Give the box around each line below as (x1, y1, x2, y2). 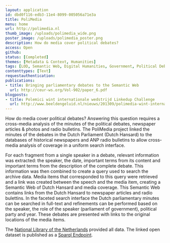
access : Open (5, 45, 33, 50)
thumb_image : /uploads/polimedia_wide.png (5, 31, 96, 36)
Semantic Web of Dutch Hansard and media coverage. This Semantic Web (5, 184, 160, 190)
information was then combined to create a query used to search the (5, 168, 149, 175)
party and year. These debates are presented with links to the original (5, 211, 150, 218)
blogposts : (5, 92, 28, 97)
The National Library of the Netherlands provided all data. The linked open (5, 226, 160, 233)
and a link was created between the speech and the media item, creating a (5, 179, 161, 185)
